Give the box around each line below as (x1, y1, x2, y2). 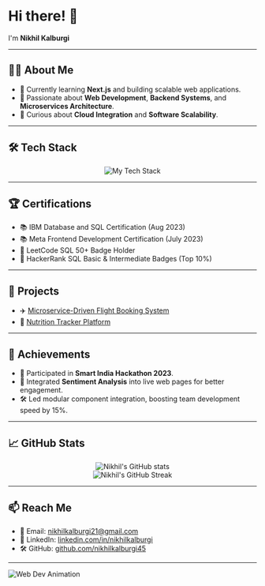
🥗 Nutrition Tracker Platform (19, 317, 111, 327)
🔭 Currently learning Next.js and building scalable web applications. (19, 85, 241, 94)
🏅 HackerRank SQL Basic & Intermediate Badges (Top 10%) (19, 254, 213, 264)
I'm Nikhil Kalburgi (8, 33, 69, 43)
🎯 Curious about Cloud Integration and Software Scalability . (19, 110, 218, 119)
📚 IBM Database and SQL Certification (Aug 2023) (19, 223, 185, 232)
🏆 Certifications (8, 197, 92, 210)
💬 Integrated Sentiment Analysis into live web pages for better (19, 377, 225, 386)
